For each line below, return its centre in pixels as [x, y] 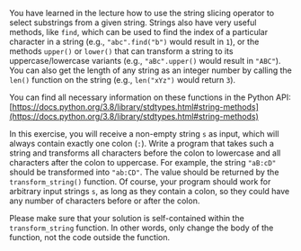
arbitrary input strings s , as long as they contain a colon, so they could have [150, 191]
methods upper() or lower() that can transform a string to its [121, 51]
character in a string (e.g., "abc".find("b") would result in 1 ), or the [134, 41]
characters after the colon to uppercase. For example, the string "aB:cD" [143, 162]
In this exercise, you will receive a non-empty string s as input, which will [144, 134]
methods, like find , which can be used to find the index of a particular [138, 32]
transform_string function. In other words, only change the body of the [142, 228]
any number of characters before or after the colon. [105, 201]
